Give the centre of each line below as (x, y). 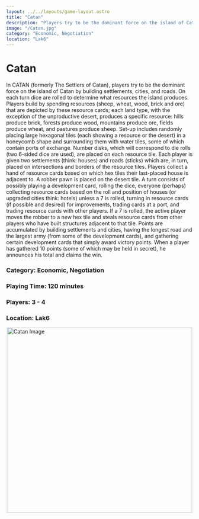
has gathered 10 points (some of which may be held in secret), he (86, 248)
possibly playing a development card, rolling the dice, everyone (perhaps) (96, 185)
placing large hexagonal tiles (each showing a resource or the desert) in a (96, 135)
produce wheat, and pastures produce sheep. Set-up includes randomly (94, 129)
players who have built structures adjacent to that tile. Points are (84, 223)
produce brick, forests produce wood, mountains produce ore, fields (90, 123)
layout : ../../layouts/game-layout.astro (58, 12)
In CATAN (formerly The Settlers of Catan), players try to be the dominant (96, 85)
